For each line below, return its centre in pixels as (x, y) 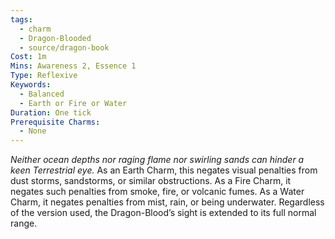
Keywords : (31, 85)
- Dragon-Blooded (55, 38)
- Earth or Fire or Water (73, 103)
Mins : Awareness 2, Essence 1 (73, 66)
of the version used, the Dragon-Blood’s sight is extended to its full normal (163, 213)
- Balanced (42, 94)
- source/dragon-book (64, 47)
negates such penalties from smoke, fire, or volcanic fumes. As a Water (157, 192)
